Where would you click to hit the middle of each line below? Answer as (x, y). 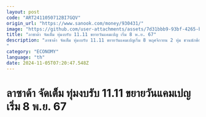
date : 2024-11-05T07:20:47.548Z (48, 63)
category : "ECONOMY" (33, 52)
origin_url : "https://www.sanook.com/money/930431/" (75, 23)
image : (15, 29)
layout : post (23, 12)
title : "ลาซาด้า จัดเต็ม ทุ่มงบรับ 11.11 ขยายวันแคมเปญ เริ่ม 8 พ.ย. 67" (82, 35)
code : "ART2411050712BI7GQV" (44, 18)
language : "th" (26, 57)
